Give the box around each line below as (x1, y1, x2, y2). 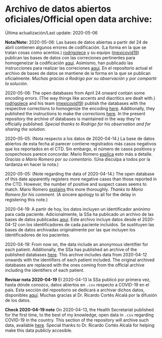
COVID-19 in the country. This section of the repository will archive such (5, 317, 149, 323)
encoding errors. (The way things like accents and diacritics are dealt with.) (5, 95, 156, 101)
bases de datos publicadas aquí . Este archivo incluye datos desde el (5, 216, 141, 222)
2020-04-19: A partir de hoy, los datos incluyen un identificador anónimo (5, 206, 151, 212)
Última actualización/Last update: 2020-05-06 (5, 30, 98, 36)
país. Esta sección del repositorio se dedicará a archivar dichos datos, (5, 287, 145, 293)
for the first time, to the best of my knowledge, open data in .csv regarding (5, 312, 154, 318)
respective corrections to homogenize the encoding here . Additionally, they (5, 106, 155, 111)
